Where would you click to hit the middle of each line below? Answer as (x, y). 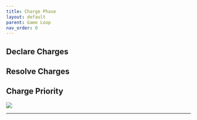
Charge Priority (35, 91)
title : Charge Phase (31, 11)
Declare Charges (37, 51)
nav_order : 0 (22, 28)
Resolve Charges (38, 72)
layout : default (26, 17)
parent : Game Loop (28, 22)
